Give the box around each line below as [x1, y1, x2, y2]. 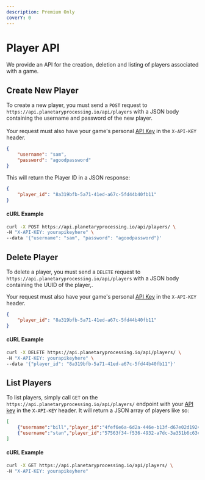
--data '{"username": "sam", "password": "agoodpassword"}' [6, 235, 163, 241]
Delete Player [6, 252, 59, 263]
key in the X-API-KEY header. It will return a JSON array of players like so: [6, 407, 189, 414]
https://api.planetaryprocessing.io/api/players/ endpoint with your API [6, 401, 194, 408]
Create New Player [6, 85, 79, 95]
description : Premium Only [6, 9, 75, 15]
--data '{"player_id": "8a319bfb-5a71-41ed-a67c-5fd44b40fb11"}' [6, 361, 176, 367]
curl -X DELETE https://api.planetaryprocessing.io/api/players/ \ [6, 349, 182, 355]
